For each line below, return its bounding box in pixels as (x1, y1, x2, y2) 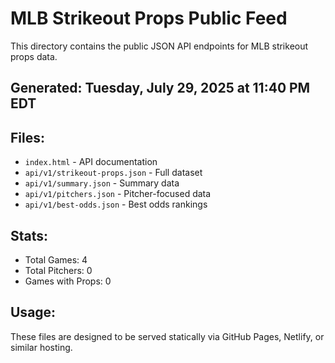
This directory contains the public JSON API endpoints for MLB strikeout (10, 40, 309, 52)
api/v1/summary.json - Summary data (24, 177, 180, 189)
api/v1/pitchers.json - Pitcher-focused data (24, 188, 212, 200)
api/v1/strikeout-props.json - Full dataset (24, 167, 203, 179)
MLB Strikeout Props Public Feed (10, 7, 288, 30)
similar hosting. (10, 341, 73, 353)
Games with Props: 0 (24, 275, 112, 287)
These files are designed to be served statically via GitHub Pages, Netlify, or (10, 330, 325, 342)
